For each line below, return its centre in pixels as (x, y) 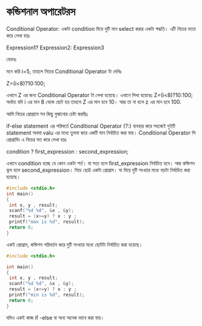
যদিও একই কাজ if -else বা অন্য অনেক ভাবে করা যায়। (55, 318)
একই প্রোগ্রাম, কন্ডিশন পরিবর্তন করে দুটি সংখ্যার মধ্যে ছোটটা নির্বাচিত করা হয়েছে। (74, 244)
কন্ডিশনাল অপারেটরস (41, 12)
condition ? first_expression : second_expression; (67, 151)
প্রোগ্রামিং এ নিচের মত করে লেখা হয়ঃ (36, 139)
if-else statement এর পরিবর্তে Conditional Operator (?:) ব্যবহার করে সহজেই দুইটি (91, 126)
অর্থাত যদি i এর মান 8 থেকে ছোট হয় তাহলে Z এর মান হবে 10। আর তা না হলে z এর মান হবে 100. (94, 102)
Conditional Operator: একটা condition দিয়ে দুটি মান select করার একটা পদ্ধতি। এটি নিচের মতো (101, 28)
